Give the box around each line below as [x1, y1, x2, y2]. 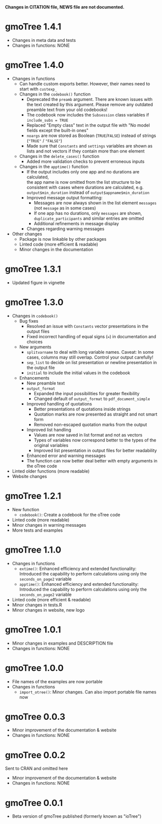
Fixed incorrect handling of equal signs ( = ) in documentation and [26, 333, 157, 339]
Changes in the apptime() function [19, 163, 89, 170]
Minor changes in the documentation [19, 246, 93, 252]
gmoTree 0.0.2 [5, 749, 66, 761]
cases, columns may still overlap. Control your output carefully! [26, 354, 153, 360]
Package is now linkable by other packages [19, 236, 107, 242]
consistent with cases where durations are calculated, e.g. [26, 184, 144, 190]
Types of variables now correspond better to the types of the [34, 437, 157, 443]
